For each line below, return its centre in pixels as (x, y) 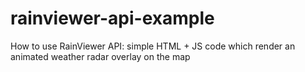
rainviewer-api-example (112, 18)
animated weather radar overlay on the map (100, 56)
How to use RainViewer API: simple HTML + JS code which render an (153, 46)
